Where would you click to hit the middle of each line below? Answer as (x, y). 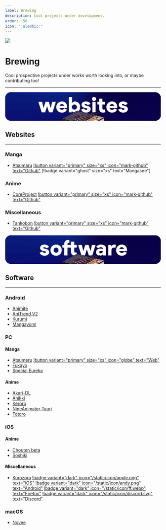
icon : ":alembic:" (24, 26)
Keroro (19, 404)
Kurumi (20, 319)
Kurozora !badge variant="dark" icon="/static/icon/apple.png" (76, 477)
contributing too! (22, 81)
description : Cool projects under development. (55, 16)
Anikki (19, 398)
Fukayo (20, 366)
